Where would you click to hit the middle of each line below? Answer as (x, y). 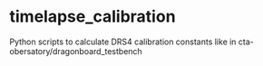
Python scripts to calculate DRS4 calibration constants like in (123, 42)
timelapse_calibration (93, 17)
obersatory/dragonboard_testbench (76, 51)
